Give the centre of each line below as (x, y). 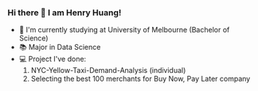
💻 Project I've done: (53, 59)
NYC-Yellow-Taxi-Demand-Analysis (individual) (108, 70)
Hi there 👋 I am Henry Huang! (64, 13)
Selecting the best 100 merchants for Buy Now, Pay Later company (141, 79)
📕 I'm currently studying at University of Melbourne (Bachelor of (124, 30)
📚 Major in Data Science (60, 47)
